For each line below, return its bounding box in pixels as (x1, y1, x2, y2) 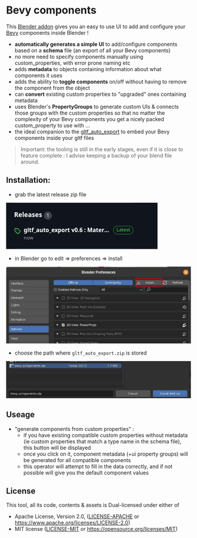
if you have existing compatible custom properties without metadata (23, 432, 188, 439)
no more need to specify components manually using (14, 53, 144, 60)
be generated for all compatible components (23, 456, 131, 463)
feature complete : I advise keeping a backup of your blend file (20, 152, 172, 159)
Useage (6, 410, 35, 420)
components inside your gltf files (14, 134, 94, 141)
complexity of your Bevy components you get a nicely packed (14, 115, 164, 122)
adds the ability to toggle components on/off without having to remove (14, 78, 187, 85)
